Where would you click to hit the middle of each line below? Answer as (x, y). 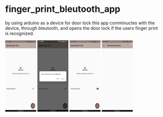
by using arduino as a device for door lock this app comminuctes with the (80, 23)
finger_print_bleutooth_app (63, 9)
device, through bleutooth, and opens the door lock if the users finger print (81, 28)
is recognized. (20, 33)
